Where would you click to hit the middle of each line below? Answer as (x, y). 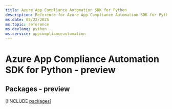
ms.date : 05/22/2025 (27, 19)
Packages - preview (38, 89)
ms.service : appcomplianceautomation (46, 34)
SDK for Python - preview (61, 70)
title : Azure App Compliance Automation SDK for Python (66, 10)
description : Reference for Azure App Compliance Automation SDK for (81, 15)
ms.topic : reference (27, 24)
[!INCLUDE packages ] (28, 101)
